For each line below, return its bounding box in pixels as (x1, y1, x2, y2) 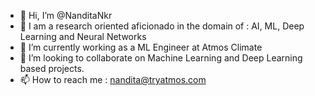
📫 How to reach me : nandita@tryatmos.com (19, 74, 207, 85)
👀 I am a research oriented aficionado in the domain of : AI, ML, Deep (19, 20, 305, 32)
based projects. (19, 63, 85, 74)
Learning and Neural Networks (19, 31, 147, 42)
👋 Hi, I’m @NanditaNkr (19, 10, 113, 21)
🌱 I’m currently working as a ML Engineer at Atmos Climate (19, 41, 263, 53)
